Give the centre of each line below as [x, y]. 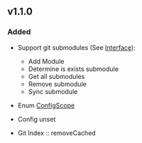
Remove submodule [57, 84]
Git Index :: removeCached [56, 133]
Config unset [37, 119]
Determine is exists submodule [73, 69]
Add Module [46, 61]
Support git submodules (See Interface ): [77, 47]
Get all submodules [56, 76]
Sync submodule [53, 91]
